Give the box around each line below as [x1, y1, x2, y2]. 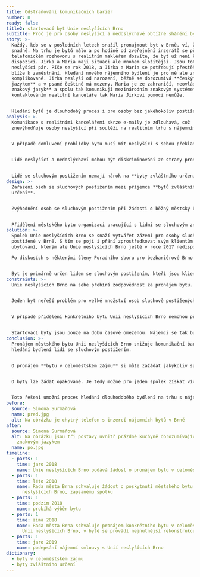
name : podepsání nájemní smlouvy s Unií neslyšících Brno [17, 545, 164, 551]
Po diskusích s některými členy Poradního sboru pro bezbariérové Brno [11, 255, 193, 261]
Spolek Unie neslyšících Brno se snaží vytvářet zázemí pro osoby [11, 233, 180, 239]
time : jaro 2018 [17, 461, 58, 467]
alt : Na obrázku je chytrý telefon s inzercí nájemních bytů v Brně [11, 417, 185, 423]
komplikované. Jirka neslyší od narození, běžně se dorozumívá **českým [11, 75, 196, 81]
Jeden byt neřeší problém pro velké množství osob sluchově [11, 298, 164, 304]
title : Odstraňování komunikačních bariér [6, 8, 113, 15]
